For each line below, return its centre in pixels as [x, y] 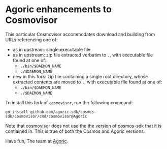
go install [17, 112]
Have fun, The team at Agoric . [37, 141]
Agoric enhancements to [58, 9]
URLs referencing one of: [31, 40]
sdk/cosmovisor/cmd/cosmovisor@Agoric [46, 116]
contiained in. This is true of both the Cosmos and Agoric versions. [75, 131]
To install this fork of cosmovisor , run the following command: [69, 102]
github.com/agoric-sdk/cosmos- [63, 112]
